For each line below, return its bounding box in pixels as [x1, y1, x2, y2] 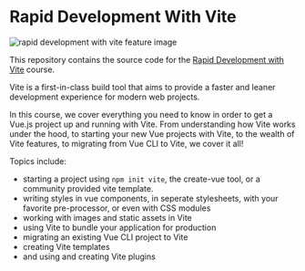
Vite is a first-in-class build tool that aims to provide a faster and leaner [9, 81, 276, 92]
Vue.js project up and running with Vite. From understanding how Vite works [9, 119, 296, 130]
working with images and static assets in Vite [22, 212, 193, 223]
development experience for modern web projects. [9, 91, 200, 102]
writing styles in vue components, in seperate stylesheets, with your [22, 193, 280, 203]
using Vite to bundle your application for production [22, 222, 217, 233]
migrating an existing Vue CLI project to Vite [22, 231, 188, 243]
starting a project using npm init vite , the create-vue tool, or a [22, 173, 261, 184]
